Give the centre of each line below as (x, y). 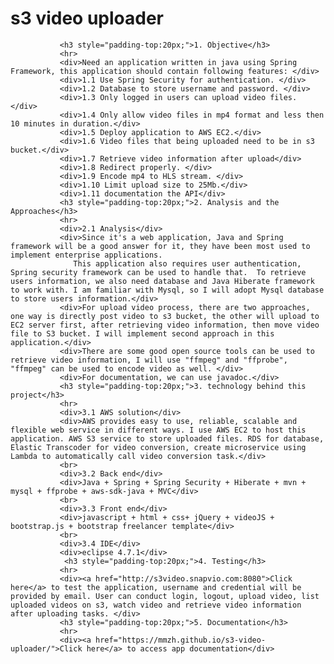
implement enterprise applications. (86, 255)
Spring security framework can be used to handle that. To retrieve (158, 272)
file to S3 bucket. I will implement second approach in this (142, 333)
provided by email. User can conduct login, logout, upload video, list (165, 596)
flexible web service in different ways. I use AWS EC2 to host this (158, 430)
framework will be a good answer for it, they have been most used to (160, 246)
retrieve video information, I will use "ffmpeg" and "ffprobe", (149, 360)
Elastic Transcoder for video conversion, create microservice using (158, 447)
